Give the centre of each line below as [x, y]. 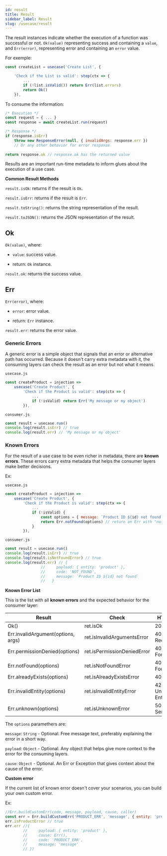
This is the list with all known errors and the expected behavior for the [77, 600]
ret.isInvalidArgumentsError [116, 637]
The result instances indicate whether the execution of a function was [77, 38]
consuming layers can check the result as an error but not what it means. [80, 365]
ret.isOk [93, 626]
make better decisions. [29, 467]
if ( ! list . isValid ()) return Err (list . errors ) [72, 85]
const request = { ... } [31, 118]
